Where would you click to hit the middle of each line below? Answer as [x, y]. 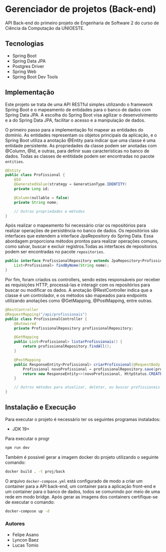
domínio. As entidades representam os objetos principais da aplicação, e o [81, 135]
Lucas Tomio [25, 545]
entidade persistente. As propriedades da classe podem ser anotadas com [81, 145]
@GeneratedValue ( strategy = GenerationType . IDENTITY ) [70, 184]
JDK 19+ [21, 429]
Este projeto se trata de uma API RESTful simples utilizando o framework [79, 104]
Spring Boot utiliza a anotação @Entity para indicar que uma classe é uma [80, 140]
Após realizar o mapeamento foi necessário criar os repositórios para [76, 225]
